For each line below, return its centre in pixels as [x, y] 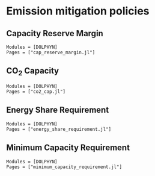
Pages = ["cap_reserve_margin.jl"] [51, 52]
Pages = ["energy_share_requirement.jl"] [59, 129]
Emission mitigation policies [78, 11]
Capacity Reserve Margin [55, 33]
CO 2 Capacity [32, 72]
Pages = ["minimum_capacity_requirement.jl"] [64, 167]
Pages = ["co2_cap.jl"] [36, 92]
